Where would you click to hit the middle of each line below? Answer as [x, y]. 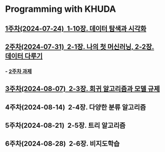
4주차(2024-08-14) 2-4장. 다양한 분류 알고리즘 [76, 107]
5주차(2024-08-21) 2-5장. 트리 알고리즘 [65, 126]
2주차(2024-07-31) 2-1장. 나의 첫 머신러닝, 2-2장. [80, 47]
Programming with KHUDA [61, 9]
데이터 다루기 [24, 56]
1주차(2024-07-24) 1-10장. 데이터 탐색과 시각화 [76, 28]
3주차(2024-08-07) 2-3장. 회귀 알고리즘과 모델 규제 [82, 89]
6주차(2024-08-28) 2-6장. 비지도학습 [62, 144]
